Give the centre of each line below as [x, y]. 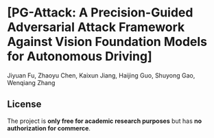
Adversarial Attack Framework [96, 27]
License [24, 104]
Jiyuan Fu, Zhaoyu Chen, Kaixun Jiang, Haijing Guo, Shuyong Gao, [101, 75]
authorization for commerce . [49, 128]
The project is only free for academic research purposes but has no [105, 121]
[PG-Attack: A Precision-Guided [100, 13]
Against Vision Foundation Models [107, 42]
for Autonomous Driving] [80, 57]
